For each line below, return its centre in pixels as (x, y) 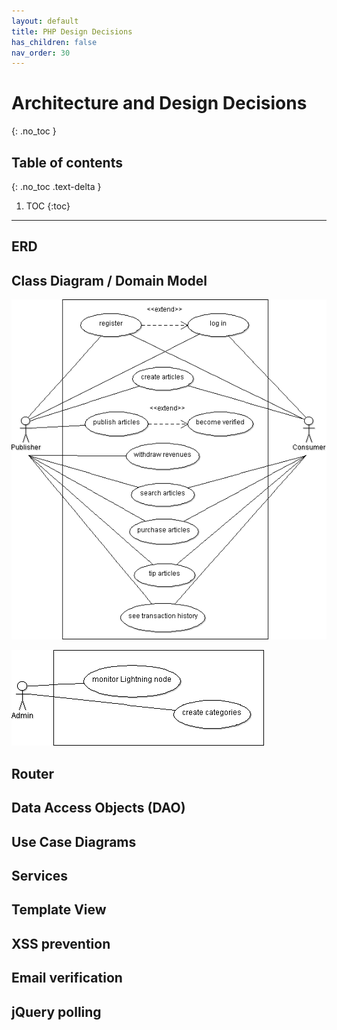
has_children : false (54, 42)
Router (33, 773)
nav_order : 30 (41, 53)
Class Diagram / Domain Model (109, 280)
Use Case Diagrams (74, 841)
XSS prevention (61, 943)
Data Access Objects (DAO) (98, 808)
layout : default (45, 21)
